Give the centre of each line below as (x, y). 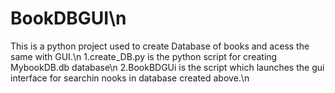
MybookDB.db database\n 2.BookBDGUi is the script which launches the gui (167, 67)
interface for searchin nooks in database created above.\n (130, 78)
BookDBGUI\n (68, 18)
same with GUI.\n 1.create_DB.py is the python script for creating (144, 56)
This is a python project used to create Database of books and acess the (160, 46)
